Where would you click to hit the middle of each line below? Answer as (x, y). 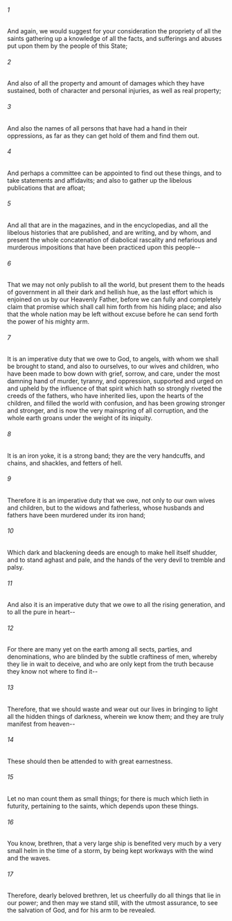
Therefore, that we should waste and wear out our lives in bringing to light (113, 709)
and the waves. (29, 858)
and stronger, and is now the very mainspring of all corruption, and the (108, 410)
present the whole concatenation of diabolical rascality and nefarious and (112, 240)
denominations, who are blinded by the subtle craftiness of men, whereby (112, 657)
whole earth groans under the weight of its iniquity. (80, 418)
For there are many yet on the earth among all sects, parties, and (100, 649)
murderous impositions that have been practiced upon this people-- (104, 247)
